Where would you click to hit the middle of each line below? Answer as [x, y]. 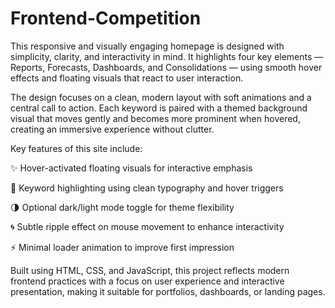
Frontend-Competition [106, 18]
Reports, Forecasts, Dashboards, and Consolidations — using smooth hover [166, 67]
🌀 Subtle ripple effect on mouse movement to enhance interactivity [147, 226]
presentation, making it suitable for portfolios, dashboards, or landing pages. [168, 291]
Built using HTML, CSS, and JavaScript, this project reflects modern [150, 270]
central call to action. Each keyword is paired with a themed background [159, 108]
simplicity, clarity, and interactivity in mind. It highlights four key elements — [167, 56]
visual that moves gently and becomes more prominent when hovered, [155, 118]
